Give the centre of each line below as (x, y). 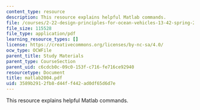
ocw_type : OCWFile (29, 51)
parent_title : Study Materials (45, 56)
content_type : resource (36, 12)
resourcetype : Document (36, 73)
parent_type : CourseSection (41, 61)
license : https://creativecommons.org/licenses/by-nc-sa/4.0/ (85, 45)
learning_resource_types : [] (42, 39)
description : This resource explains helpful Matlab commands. (86, 17)
